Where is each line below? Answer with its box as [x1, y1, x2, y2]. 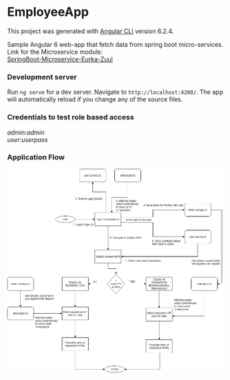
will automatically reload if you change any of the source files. [7, 95, 183, 103]
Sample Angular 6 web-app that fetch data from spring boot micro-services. [7, 40, 224, 48]
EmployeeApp [7, 4, 90, 20]
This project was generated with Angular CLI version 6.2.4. [7, 27, 174, 35]
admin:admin [7, 128, 45, 137]
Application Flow [7, 152, 65, 162]
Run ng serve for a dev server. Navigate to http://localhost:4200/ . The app [7, 88, 224, 97]
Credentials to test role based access [7, 112, 134, 122]
